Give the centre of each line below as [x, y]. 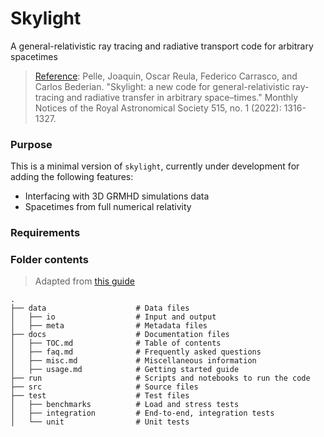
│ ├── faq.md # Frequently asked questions [136, 352]
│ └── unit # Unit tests [100, 422]
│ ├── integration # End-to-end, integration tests [142, 413]
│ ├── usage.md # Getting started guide [125, 370]
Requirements [45, 233]
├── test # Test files [100, 396]
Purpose [31, 144]
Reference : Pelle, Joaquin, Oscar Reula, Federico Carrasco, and [166, 76]
